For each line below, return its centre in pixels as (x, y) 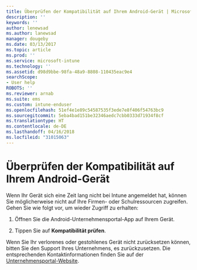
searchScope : (22, 77)
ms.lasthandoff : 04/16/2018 (40, 132)
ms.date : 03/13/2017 (31, 45)
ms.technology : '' (28, 66)
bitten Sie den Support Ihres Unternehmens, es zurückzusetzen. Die (89, 248)
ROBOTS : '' (19, 88)
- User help (21, 83)
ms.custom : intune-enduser (39, 104)
